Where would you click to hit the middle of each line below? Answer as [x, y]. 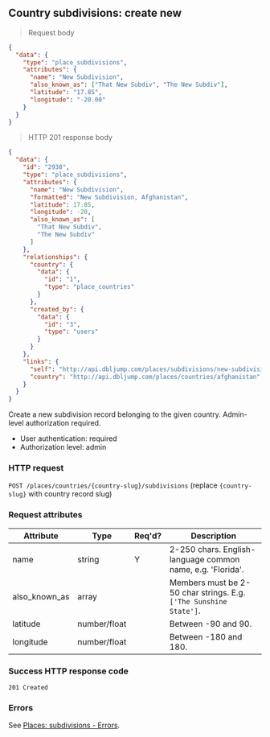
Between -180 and [206, 636]
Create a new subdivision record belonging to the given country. [115, 414]
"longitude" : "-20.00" [67, 100]
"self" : [43, 369]
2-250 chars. [195, 549]
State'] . [185, 611]
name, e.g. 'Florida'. [207, 569]
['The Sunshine [198, 601]
